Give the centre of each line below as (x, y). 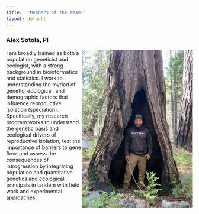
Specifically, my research (37, 116)
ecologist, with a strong (35, 66)
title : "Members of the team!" (46, 12)
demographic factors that (37, 97)
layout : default (26, 19)
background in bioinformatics (42, 72)
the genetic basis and (33, 128)
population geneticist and (37, 59)
